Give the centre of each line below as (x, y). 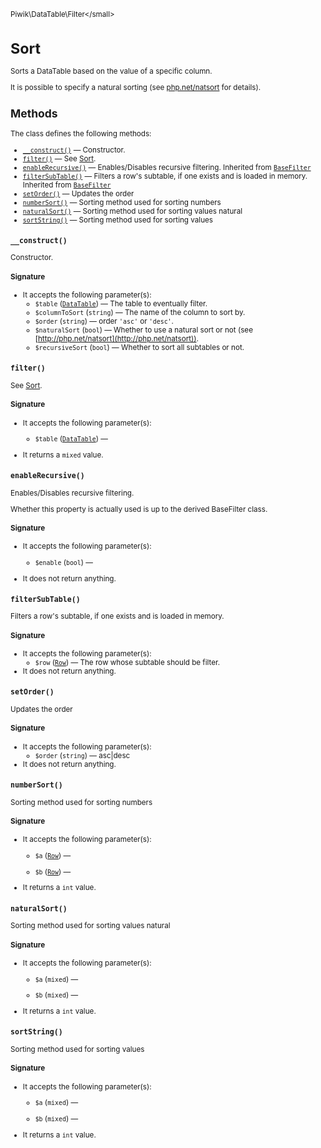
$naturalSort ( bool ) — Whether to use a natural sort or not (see (143, 330)
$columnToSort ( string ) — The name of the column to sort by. (140, 313)
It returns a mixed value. (63, 455)
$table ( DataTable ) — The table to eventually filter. (121, 304)
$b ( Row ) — (53, 871)
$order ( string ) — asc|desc (82, 755)
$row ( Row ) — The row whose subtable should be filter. (127, 663)
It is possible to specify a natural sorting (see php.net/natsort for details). (136, 87)
